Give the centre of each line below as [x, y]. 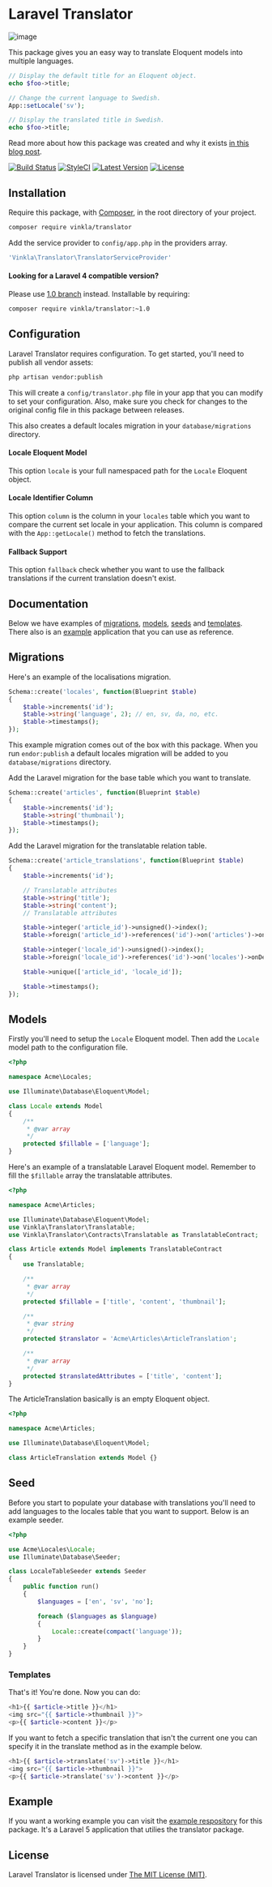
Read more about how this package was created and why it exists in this [129, 143]
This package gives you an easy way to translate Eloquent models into [125, 52]
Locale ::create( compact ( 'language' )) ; [117, 1631]
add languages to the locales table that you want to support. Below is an [129, 1511]
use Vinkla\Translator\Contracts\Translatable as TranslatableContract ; [134, 1234]
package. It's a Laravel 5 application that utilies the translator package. [126, 1829]
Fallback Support [38, 551]
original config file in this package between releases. [96, 409]
